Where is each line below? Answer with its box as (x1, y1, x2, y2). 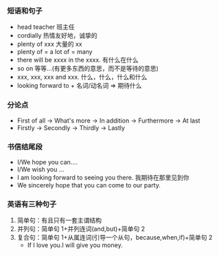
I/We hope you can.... (16, 157, 78, 166)
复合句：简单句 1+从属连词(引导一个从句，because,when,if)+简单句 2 (16, 233, 213, 242)
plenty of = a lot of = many (16, 48, 93, 56)
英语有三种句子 (7, 199, 57, 209)
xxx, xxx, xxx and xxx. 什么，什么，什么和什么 (16, 73, 148, 81)
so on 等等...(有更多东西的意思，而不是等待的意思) (16, 64, 159, 73)
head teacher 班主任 (16, 23, 75, 31)
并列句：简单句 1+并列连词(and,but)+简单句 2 (16, 225, 146, 233)
